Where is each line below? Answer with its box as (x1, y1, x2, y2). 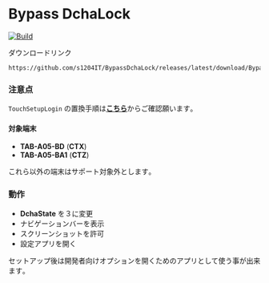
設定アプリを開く (19, 238, 77, 249)
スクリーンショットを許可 (19, 228, 105, 238)
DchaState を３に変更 (19, 208, 94, 218)
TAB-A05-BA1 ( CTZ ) (19, 150, 90, 160)
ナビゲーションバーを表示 (19, 218, 105, 228)
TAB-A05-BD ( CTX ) (19, 142, 87, 152)
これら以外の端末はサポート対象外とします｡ (8, 167, 152, 176)
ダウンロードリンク (8, 47, 72, 57)
